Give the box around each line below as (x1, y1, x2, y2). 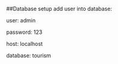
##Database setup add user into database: (6, 5, 113, 12)
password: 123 (6, 28, 43, 36)
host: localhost (6, 40, 43, 47)
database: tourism (6, 52, 51, 59)
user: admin (6, 17, 36, 24)
